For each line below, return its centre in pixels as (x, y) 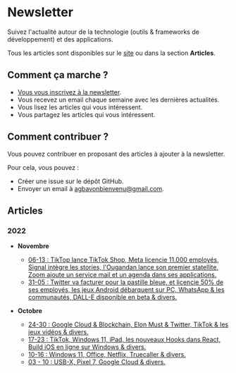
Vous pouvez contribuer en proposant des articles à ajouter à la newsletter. (116, 154)
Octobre (30, 311)
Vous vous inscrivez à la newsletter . (69, 92)
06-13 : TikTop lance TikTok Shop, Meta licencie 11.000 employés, (124, 260)
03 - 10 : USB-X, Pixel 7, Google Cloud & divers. (97, 362)
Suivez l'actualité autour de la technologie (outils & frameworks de (103, 32)
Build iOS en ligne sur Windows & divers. (87, 347)
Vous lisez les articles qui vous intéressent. (80, 107)
